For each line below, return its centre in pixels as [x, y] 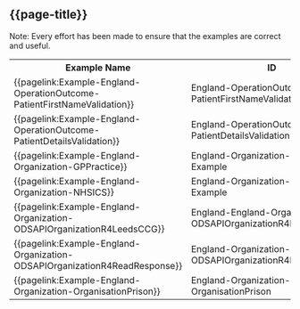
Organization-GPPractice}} [71, 167]
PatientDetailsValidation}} [67, 141]
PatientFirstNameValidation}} [74, 104]
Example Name [98, 68]
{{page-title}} [49, 15]
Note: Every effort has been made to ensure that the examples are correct [145, 36]
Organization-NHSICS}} [64, 192]
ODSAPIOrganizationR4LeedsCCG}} [89, 229]
